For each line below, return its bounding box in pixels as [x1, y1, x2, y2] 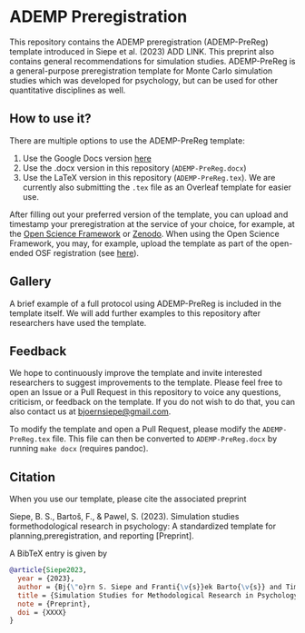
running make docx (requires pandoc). [9, 443, 149, 454]
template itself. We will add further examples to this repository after [9, 307, 261, 319]
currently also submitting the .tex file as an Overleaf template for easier [22, 182, 292, 193]
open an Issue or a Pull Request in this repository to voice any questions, [9, 387, 281, 398]
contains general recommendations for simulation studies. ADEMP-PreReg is [9, 55, 296, 66]
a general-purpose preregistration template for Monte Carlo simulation [9, 65, 273, 76]
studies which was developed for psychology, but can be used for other [9, 74, 279, 85]
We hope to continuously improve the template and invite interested [9, 368, 263, 379]
